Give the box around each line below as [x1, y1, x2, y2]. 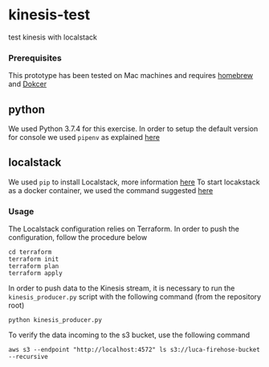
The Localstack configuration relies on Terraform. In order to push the [8, 224, 239, 234]
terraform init [8, 255, 59, 263]
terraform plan [8, 262, 59, 270]
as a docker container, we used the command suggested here [8, 185, 214, 195]
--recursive [8, 353, 48, 361]
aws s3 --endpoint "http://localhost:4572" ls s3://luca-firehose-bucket [8, 346, 261, 354]
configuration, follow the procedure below [8, 233, 148, 242]
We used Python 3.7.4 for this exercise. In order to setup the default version [8, 124, 259, 134]
